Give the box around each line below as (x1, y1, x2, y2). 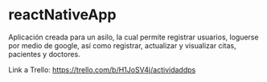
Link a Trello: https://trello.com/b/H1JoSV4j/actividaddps (8, 64, 196, 74)
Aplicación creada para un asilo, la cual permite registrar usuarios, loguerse (8, 32, 259, 42)
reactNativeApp (8, 6, 117, 24)
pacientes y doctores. (8, 49, 80, 59)
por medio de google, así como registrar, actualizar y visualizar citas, (8, 40, 236, 50)
